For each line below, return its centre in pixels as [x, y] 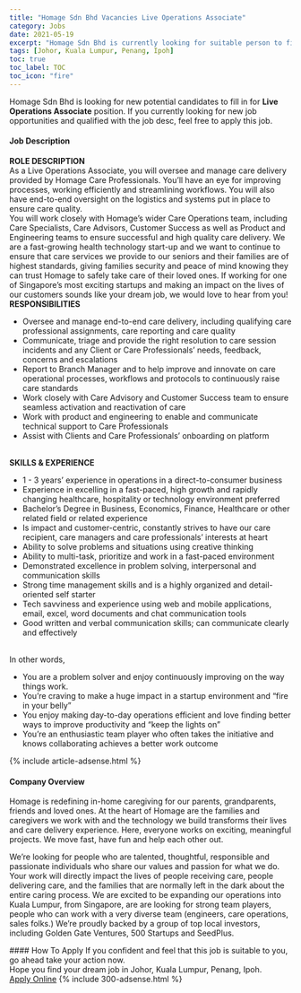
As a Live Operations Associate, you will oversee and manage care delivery [148, 170]
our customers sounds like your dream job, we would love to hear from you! [149, 294]
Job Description [40, 141]
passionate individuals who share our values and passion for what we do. [145, 867]
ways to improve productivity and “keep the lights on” [121, 724]
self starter [75, 594]
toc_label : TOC [38, 68]
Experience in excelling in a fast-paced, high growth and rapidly [140, 489]
